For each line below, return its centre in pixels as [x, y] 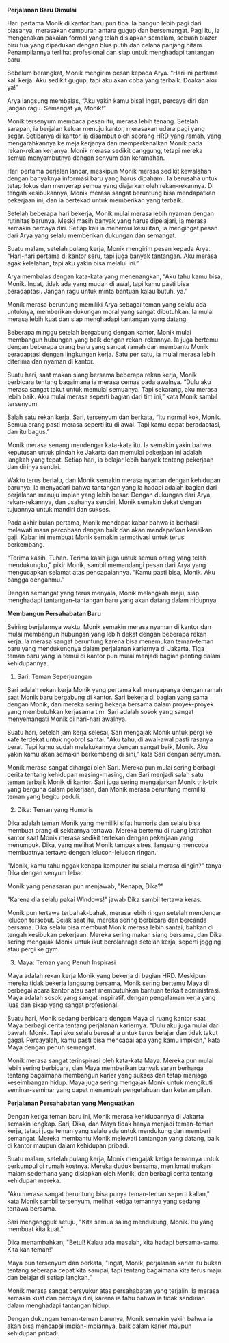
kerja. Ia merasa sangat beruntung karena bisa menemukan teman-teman [110, 641]
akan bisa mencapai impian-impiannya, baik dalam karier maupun [99, 1326]
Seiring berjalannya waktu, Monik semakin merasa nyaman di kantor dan [109, 627]
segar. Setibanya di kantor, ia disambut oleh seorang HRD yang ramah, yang [114, 136]
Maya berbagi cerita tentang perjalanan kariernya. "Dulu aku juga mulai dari [113, 1025]
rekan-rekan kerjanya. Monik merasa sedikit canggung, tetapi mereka [105, 151]
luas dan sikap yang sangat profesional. [63, 1005]
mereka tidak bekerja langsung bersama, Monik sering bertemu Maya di [108, 983]
